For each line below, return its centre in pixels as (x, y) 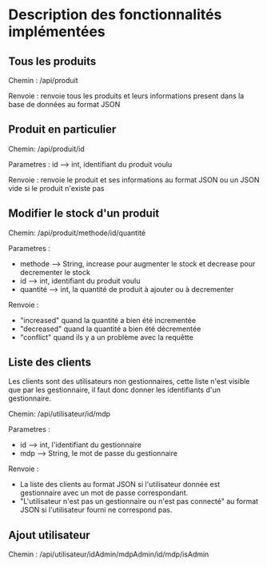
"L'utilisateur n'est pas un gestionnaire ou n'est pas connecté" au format (139, 501)
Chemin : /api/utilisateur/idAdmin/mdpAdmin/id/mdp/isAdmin (109, 554)
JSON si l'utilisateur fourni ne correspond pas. (96, 510)
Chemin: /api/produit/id (47, 149)
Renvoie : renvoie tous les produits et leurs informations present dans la (126, 96)
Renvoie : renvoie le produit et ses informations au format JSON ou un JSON (134, 180)
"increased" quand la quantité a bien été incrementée (108, 320)
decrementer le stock (55, 272)
